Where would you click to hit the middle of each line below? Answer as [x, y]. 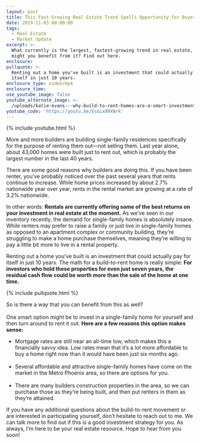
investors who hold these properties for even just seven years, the [90, 269]
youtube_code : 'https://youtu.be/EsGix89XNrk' [65, 111]
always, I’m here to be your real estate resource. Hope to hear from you [94, 429]
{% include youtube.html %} [41, 128]
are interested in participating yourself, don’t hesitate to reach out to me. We [100, 416]
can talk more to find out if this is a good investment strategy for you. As [95, 422]
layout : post [22, 12]
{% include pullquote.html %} [42, 293]
